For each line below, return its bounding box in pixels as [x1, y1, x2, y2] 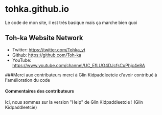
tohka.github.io [5, 3, 69, 15]
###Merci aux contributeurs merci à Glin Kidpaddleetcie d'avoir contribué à [5, 72, 158, 78]
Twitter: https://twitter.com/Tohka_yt [12, 46, 86, 52]
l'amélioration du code [5, 77, 50, 83]
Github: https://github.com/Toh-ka [12, 52, 82, 58]
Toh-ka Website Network [5, 34, 83, 42]
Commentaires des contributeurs [5, 88, 74, 94]
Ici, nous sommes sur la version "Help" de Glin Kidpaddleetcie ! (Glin [5, 99, 143, 105]
